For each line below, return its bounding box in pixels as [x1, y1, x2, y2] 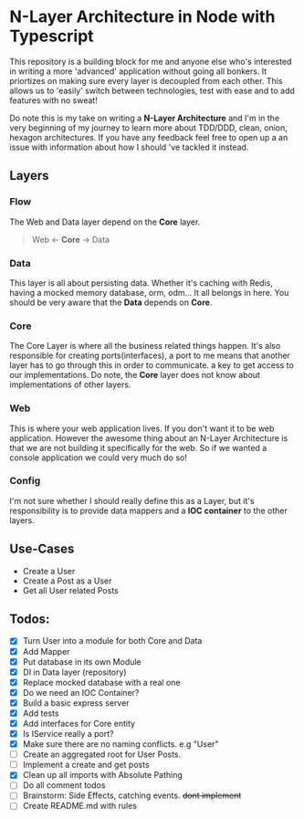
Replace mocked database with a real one [22, 677, 181, 688]
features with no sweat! [9, 94, 98, 106]
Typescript [9, 26, 94, 47]
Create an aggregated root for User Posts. [22, 749, 182, 760]
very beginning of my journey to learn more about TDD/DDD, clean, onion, [9, 121, 288, 133]
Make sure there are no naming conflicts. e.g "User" [22, 739, 219, 750]
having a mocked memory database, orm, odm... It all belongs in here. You [9, 287, 289, 298]
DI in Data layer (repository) [22, 667, 127, 677]
